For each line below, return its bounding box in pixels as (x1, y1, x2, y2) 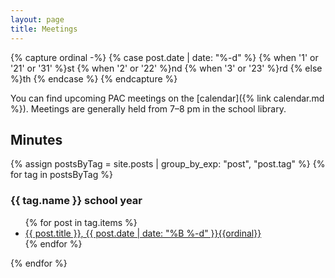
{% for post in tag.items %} (24, 216, 138, 228)
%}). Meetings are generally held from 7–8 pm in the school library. (10, 102, 287, 115)
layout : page (10, 14, 65, 25)
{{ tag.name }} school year (10, 194, 143, 208)
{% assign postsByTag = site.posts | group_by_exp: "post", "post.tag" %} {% (10, 158, 326, 170)
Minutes (10, 131, 63, 148)
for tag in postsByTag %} (10, 169, 113, 181)
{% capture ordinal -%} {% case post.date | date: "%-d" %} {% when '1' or (10, 51, 319, 63)
